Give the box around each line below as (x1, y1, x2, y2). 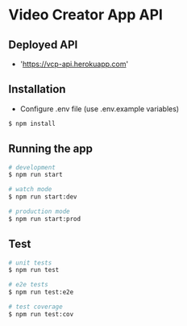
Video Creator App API (8, 6, 164, 24)
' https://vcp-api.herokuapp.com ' (19, 59, 129, 69)
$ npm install (8, 119, 56, 127)
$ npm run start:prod (8, 215, 81, 223)
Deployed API (8, 38, 78, 52)
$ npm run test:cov (8, 310, 74, 318)
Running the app (8, 142, 93, 156)
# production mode (8, 207, 70, 215)
